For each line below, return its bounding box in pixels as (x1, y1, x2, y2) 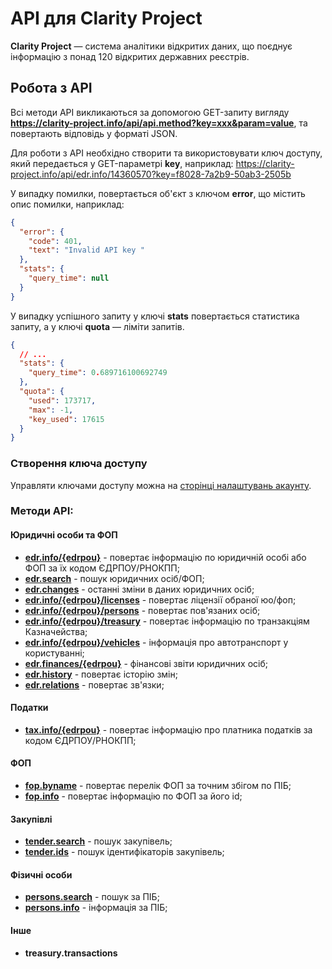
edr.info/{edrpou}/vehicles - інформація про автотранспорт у (24, 636, 289, 648)
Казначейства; (24, 625, 88, 637)
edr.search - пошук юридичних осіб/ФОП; (24, 572, 205, 584)
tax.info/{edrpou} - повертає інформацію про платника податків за (24, 723, 313, 736)
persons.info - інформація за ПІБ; (24, 902, 168, 914)
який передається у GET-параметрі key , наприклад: (10, 157, 234, 169)
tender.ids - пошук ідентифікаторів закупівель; (24, 846, 225, 858)
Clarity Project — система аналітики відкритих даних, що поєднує (10, 40, 293, 52)
